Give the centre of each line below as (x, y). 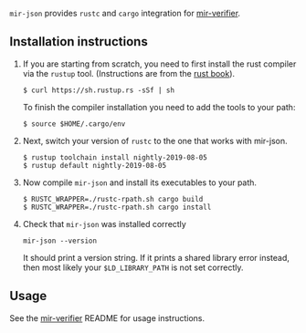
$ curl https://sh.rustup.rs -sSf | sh (99, 90)
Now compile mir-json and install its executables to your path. (140, 182)
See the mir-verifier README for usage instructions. (107, 317)
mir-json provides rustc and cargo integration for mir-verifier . (125, 13)
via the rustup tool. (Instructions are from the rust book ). (129, 73)
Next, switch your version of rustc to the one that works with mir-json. (155, 140)
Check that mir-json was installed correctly (105, 224)
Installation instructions (79, 42)
